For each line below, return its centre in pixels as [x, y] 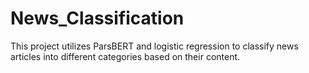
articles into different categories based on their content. [125, 56]
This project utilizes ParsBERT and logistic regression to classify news [154, 46]
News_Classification [97, 18]
